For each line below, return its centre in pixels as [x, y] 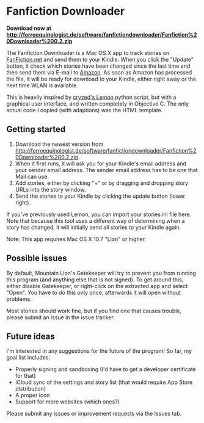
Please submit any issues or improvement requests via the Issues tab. [94, 414]
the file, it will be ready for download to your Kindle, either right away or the [101, 79]
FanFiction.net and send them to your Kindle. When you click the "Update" [100, 59]
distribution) [31, 389]
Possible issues [37, 258]
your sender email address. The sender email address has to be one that [107, 170]
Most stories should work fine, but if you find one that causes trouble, [94, 311]
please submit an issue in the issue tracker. [60, 317]
